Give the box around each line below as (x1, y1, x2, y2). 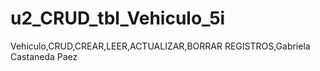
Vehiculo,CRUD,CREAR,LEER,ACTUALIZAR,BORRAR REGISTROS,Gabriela (10, 40, 311, 52)
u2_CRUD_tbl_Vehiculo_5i (10, 7, 226, 30)
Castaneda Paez (10, 50, 78, 62)
